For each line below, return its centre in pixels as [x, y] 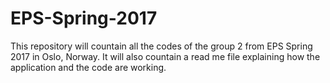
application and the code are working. [88, 67]
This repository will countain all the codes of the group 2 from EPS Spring [161, 46]
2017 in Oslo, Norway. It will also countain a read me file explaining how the [165, 56]
